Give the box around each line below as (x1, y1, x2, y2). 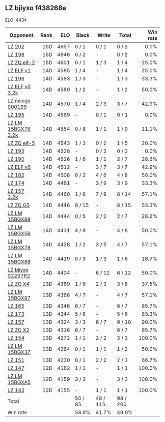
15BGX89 (7, 216, 31, 223)
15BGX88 (7, 258, 31, 265)
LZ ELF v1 (7, 67, 31, 74)
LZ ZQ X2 (7, 327, 29, 333)
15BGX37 (7, 349, 31, 356)
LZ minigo (7, 97, 31, 104)
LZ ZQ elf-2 (7, 59, 35, 66)
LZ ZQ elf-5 (7, 140, 35, 147)
